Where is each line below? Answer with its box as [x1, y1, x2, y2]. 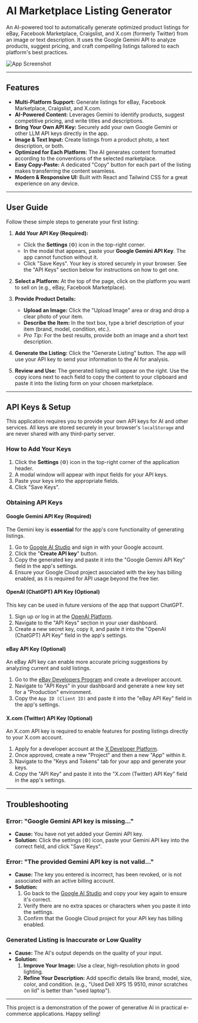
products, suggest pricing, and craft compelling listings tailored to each [6, 42, 180, 50]
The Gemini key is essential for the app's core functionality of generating [6, 526, 184, 533]
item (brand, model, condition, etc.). [23, 325, 111, 333]
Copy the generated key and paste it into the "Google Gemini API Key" [14, 556, 186, 563]
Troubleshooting [6, 799, 69, 809]
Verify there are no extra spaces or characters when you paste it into [23, 902, 191, 909]
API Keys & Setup [6, 402, 71, 412]
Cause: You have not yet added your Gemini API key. [14, 830, 143, 838]
